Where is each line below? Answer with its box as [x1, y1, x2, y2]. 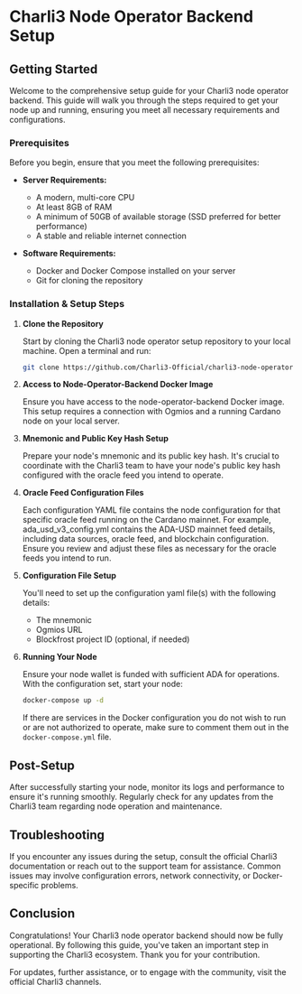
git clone [22, 363, 60, 372]
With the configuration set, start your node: [22, 679, 183, 690]
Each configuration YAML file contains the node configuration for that [22, 505, 281, 516]
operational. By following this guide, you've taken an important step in [9, 939, 269, 950]
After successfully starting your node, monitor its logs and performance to [9, 782, 285, 793]
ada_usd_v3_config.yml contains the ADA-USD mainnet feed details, [22, 524, 276, 534]
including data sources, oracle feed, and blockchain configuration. [22, 534, 270, 544]
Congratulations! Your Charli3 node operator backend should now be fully [9, 930, 284, 941]
